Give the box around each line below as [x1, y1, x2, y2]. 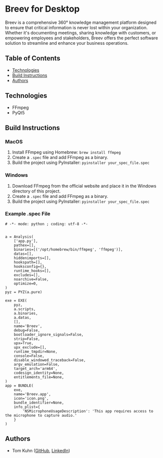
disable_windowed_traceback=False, [14, 357, 86, 363]
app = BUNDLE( [5, 383, 34, 388]
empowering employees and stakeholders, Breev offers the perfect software [5, 35, 158, 41]
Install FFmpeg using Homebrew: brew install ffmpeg [12, 149, 121, 155]
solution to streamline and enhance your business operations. [5, 40, 129, 46]
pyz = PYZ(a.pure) [5, 289, 42, 295]
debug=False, [14, 328, 40, 333]
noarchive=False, [14, 277, 49, 282]
